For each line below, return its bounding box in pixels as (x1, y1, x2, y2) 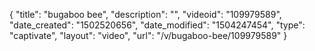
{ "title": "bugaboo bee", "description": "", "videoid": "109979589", (9, 9, 282, 20)
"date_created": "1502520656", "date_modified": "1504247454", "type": (9, 19, 306, 31)
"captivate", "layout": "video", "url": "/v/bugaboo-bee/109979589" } (9, 30, 288, 41)
